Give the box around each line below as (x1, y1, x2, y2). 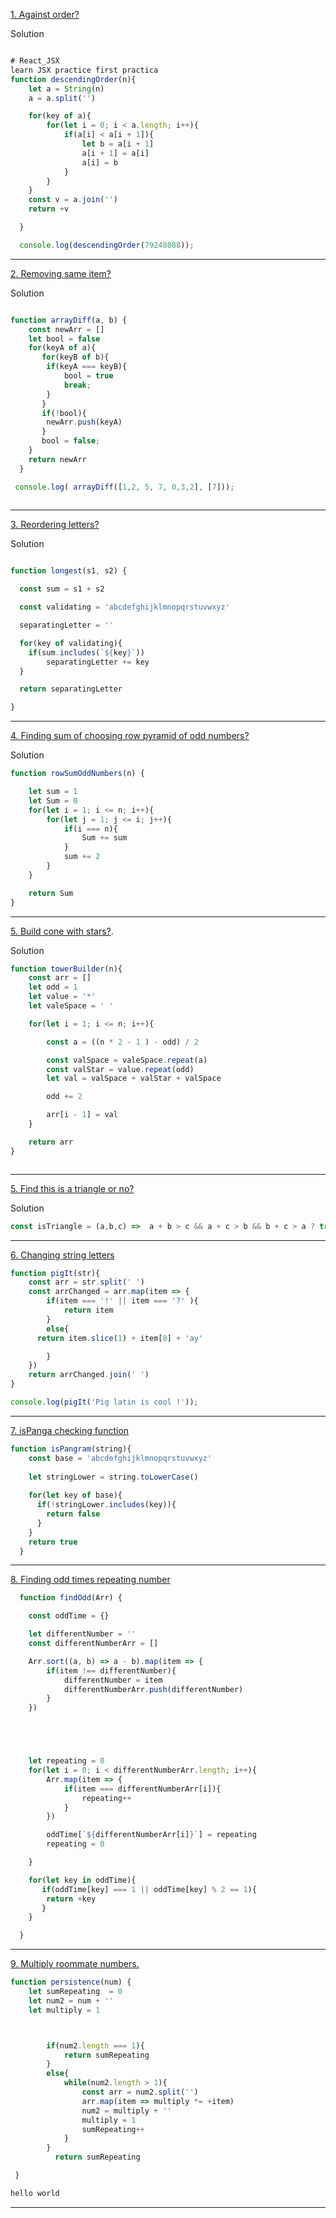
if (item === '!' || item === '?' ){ (46, 1296, 199, 1306)
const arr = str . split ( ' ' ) (28, 1277, 145, 1288)
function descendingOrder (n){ (10, 74, 137, 84)
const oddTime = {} (28, 1611, 110, 1621)
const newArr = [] (28, 324, 105, 334)
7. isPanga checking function (10, 1424, 130, 1436)
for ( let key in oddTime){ (28, 1875, 137, 1885)
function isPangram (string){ (10, 1444, 132, 1454)
